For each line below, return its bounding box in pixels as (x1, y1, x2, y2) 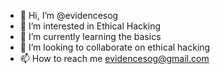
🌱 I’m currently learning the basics (19, 31, 162, 42)
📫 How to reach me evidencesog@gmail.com (19, 53, 210, 64)
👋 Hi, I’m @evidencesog (19, 10, 119, 21)
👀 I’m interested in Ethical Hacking (19, 20, 161, 32)
